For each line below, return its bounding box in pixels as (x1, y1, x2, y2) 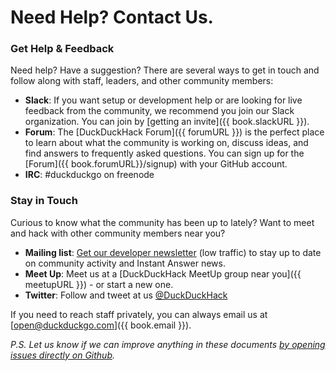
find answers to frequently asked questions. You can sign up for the (24, 147, 305, 160)
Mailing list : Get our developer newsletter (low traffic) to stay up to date (24, 246, 322, 258)
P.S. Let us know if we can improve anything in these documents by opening (10, 338, 326, 350)
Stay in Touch (10, 194, 78, 208)
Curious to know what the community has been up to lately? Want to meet (10, 216, 315, 228)
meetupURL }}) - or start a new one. (24, 278, 174, 290)
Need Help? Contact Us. (10, 6, 214, 29)
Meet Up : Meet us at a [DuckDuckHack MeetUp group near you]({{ (24, 267, 302, 280)
